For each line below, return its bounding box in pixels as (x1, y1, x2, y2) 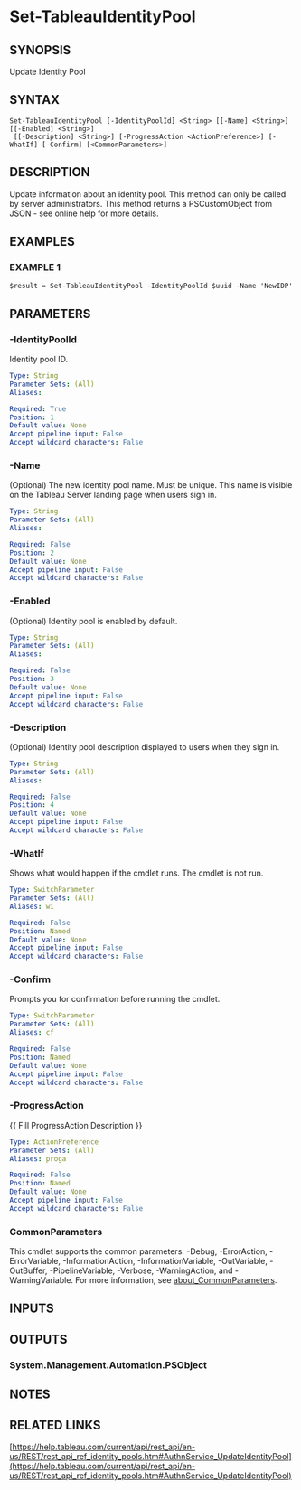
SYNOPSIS (9, 42, 71, 58)
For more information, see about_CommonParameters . (75, 1275, 277, 1286)
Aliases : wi (9, 902, 54, 911)
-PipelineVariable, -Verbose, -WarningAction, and (49, 1265, 233, 1276)
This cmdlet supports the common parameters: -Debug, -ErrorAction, (9, 1246, 268, 1257)
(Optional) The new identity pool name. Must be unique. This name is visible (9, 480, 293, 491)
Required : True (9, 404, 67, 413)
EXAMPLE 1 (9, 260, 61, 273)
